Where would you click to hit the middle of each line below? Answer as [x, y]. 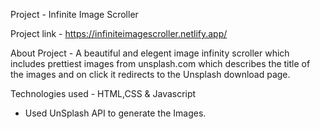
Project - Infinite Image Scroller [74, 14]
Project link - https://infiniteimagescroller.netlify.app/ [119, 33]
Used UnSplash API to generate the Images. [115, 113]
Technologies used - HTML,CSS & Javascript [103, 93]
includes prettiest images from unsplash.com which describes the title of [160, 63]
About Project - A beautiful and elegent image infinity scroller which [150, 53]
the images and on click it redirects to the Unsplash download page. [150, 74]
